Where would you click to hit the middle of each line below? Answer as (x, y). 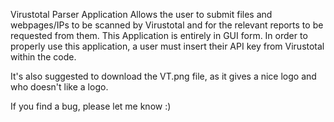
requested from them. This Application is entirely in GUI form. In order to (159, 35)
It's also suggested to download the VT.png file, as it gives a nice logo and (163, 76)
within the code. (43, 57)
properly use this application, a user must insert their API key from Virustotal (167, 46)
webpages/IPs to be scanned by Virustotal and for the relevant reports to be (167, 25)
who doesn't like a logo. (59, 87)
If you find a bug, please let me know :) (91, 106)
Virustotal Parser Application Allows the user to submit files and (141, 14)
